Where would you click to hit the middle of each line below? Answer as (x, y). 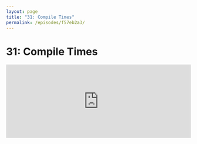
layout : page (22, 11)
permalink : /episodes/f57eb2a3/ (45, 22)
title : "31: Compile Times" (40, 17)
